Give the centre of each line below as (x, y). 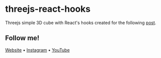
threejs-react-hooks (48, 9)
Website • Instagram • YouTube (38, 50)
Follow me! (22, 38)
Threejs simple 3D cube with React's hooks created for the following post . (81, 23)
